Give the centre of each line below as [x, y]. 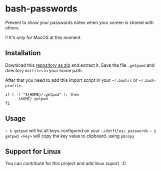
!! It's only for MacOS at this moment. [43, 37]
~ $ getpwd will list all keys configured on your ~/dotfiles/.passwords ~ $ [81, 131]
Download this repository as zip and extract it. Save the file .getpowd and [80, 65]
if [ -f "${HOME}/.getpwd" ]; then [42, 94]
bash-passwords [41, 9]
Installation [23, 53]
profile [13, 86]
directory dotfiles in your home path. [44, 70]
